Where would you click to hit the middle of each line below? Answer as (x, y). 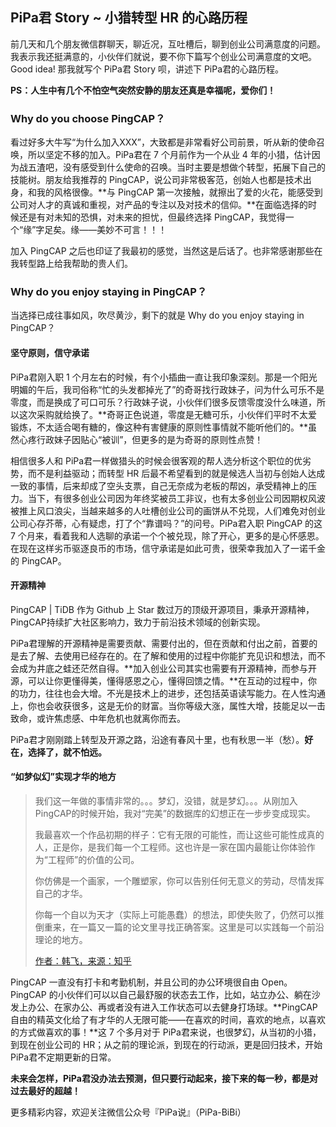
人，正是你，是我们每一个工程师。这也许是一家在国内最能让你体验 (170, 847)
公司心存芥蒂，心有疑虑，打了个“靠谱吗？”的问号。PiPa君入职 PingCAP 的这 (166, 523)
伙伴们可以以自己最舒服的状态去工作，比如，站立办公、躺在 (189, 995)
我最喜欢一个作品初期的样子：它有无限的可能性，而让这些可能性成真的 (179, 835)
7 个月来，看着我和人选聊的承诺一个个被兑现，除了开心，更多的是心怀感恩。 (167, 535)
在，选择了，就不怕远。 (58, 752)
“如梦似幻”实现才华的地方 (63, 777)
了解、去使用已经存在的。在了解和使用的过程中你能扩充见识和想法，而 (172, 655)
